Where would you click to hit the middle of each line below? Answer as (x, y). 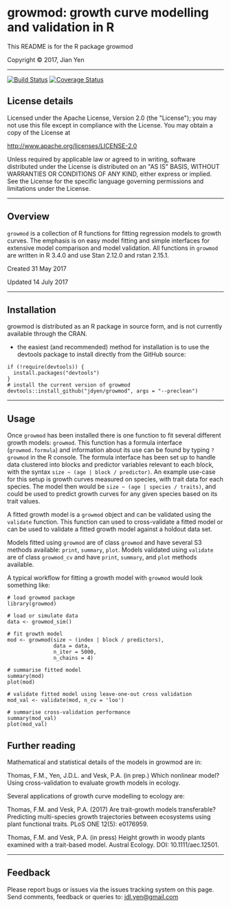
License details (40, 101)
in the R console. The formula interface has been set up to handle (123, 457)
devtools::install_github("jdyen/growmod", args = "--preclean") (102, 391)
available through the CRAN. (47, 334)
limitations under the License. (49, 188)
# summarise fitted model (44, 670)
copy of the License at (39, 132)
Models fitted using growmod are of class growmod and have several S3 (104, 543)
